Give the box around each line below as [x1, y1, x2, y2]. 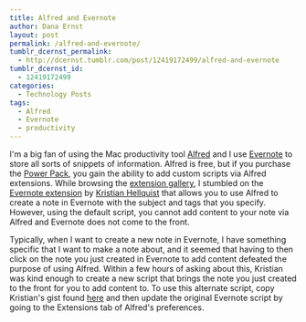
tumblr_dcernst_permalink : [9, 47, 112, 57]
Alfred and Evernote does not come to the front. [9, 216, 190, 227]
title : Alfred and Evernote [9, 13, 117, 23]
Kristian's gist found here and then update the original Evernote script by [9, 293, 283, 303]
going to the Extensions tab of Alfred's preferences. [9, 302, 205, 313]
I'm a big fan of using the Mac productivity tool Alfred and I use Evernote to [9, 149, 293, 160]
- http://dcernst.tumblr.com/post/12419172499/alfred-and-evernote [17, 56, 280, 65]
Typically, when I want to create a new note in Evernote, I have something [9, 234, 287, 244]
